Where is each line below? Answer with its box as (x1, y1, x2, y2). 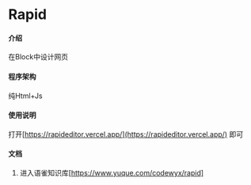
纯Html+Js (8, 91, 43, 100)
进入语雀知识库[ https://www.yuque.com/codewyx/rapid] (19, 168, 204, 177)
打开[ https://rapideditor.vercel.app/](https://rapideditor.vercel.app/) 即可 (8, 129, 244, 139)
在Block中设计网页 (8, 52, 69, 62)
